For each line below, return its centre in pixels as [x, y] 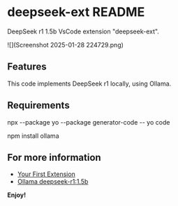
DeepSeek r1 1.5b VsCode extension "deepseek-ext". [83, 31]
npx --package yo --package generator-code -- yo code [89, 122]
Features [27, 67]
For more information [54, 157]
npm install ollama [33, 136]
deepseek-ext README [76, 12]
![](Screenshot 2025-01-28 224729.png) [66, 45]
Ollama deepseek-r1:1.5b [53, 182]
